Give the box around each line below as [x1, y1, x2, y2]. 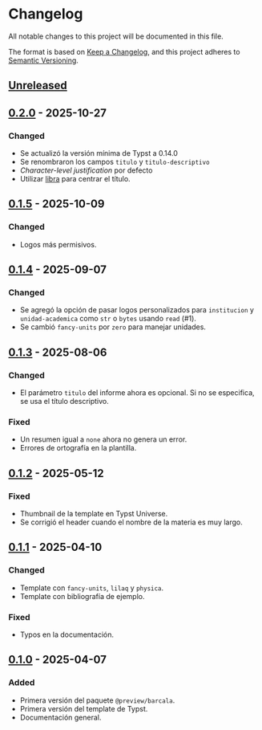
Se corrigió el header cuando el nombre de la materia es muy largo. [19, 517, 243, 527]
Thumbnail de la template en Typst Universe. [19, 509, 168, 519]
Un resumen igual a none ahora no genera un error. [19, 434, 187, 444]
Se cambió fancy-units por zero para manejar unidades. [19, 322, 207, 332]
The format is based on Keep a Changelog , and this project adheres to [8, 47, 240, 56]
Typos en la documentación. [19, 630, 115, 639]
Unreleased [8, 79, 68, 92]
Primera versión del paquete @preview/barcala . [19, 695, 175, 705]
